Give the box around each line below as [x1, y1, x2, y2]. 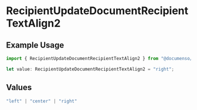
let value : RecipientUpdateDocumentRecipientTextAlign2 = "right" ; [6, 66, 175, 72]
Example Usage [6, 40, 64, 50]
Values [6, 82, 32, 92]
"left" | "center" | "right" [6, 98, 77, 104]
